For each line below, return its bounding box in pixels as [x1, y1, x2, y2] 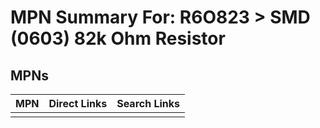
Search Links [116, 97, 181, 110]
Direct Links [48, 97, 108, 110]
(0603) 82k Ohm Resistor [10, 27, 226, 50]
